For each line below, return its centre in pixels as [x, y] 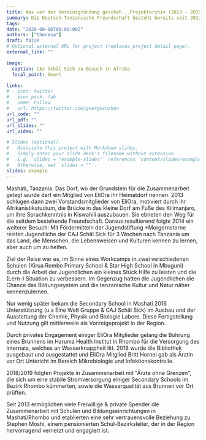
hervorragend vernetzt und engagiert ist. [58, 430]
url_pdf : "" [21, 120]
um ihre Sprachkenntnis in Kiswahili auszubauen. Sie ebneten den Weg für [101, 214]
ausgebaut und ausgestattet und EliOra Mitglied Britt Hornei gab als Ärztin [100, 354]
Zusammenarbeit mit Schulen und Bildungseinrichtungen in [81, 411]
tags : [13, 23]
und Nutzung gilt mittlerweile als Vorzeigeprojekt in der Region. [86, 323]
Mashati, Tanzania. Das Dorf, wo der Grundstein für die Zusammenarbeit [98, 188]
